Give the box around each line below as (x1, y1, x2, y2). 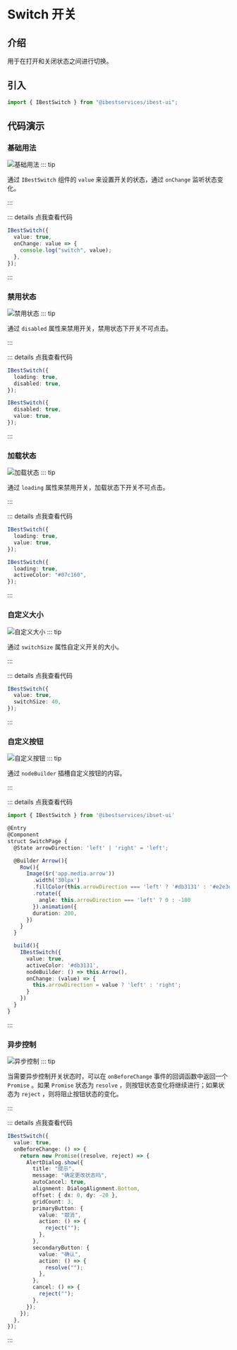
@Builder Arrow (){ (13, 857, 68, 864)
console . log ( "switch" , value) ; (20, 247, 112, 254)
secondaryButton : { (32, 1244, 90, 1251)
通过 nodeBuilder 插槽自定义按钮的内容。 (7, 769, 126, 777)
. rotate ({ (32, 890, 61, 898)
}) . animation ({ (32, 903, 78, 910)
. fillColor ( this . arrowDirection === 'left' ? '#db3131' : (32, 884, 207, 891)
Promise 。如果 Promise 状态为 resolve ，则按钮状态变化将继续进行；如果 (7, 1081, 219, 1089)
